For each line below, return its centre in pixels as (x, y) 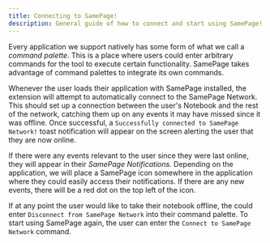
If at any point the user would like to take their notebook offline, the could (131, 205)
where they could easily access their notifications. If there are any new (126, 181)
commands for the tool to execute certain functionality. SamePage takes (129, 64)
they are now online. (43, 139)
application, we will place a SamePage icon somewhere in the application (131, 173)
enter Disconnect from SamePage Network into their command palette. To (129, 214)
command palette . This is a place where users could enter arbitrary (121, 55)
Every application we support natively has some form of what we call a (126, 46)
